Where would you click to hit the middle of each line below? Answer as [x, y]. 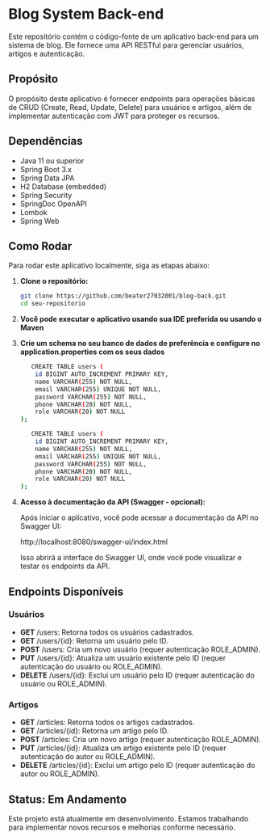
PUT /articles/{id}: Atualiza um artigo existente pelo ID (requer [123, 748]
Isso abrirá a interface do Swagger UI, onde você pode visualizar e [131, 558]
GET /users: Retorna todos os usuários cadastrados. [107, 632]
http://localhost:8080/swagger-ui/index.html [93, 542]
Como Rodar [40, 246]
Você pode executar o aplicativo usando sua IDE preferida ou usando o [141, 319]
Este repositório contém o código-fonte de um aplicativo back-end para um [134, 36]
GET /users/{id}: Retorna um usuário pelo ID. [94, 640]
